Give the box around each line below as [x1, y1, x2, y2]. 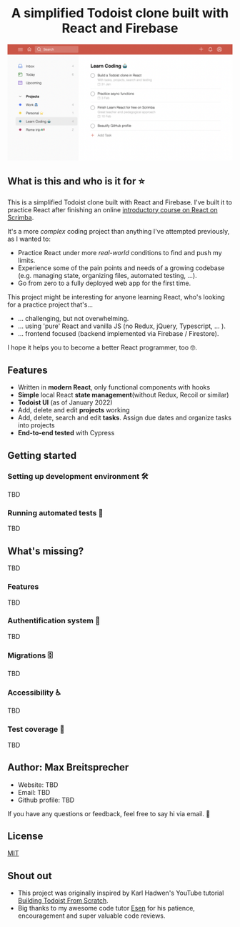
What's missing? [7, 545, 84, 557]
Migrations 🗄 [7, 650, 54, 660]
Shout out [7, 870, 52, 882]
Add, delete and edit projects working [17, 406, 130, 415]
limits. [17, 256, 36, 264]
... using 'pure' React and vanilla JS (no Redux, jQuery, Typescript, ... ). [17, 322, 226, 330]
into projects [17, 421, 55, 430]
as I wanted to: [7, 234, 51, 243]
